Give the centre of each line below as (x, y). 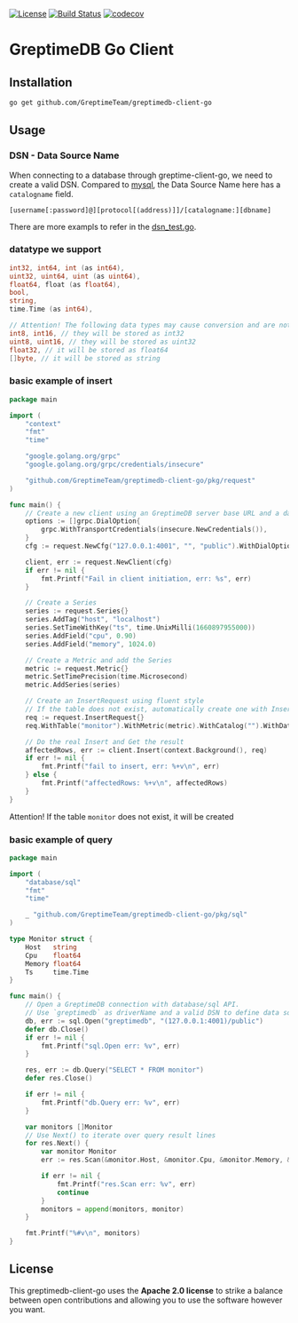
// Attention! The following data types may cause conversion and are (142, 325)
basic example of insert (61, 381)
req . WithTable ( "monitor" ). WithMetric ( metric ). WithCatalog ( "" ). (145, 725)
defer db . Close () (57, 1029)
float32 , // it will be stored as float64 (89, 350)
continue (73, 1192)
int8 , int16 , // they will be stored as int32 (97, 333)
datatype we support (55, 250)
